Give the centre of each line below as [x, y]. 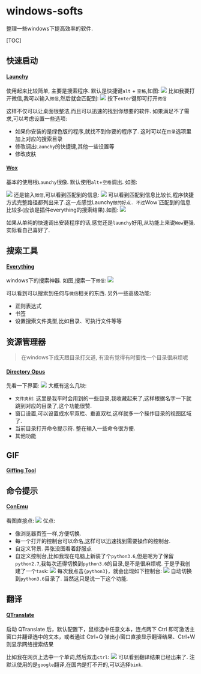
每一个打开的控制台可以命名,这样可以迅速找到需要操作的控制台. [93, 541]
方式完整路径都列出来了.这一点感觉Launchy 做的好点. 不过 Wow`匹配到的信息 [98, 202]
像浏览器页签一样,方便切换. [48, 533]
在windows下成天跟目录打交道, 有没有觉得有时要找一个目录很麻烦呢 [104, 357]
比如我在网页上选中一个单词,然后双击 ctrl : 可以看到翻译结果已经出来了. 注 [100, 657]
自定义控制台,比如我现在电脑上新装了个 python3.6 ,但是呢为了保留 [94, 556]
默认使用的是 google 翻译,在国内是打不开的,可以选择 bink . [74, 664]
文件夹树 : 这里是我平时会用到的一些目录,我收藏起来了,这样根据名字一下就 [103, 398]
